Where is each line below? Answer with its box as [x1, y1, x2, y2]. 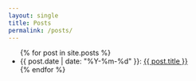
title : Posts [8, 19, 52, 27]
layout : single [8, 11, 59, 20]
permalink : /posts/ [8, 26, 73, 34]
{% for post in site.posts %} [19, 48, 112, 58]
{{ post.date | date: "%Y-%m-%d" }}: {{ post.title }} [19, 56, 189, 66]
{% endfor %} [19, 65, 66, 75]
